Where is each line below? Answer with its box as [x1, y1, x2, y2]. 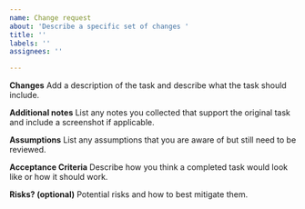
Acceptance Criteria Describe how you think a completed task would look [9, 162, 289, 173]
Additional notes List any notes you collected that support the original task [9, 107, 291, 118]
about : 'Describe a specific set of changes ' [9, 22, 189, 31]
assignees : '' [9, 47, 64, 56]
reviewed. [9, 144, 47, 155]
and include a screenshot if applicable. [9, 117, 155, 128]
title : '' [9, 30, 47, 39]
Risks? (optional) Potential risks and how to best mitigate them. [9, 189, 249, 200]
